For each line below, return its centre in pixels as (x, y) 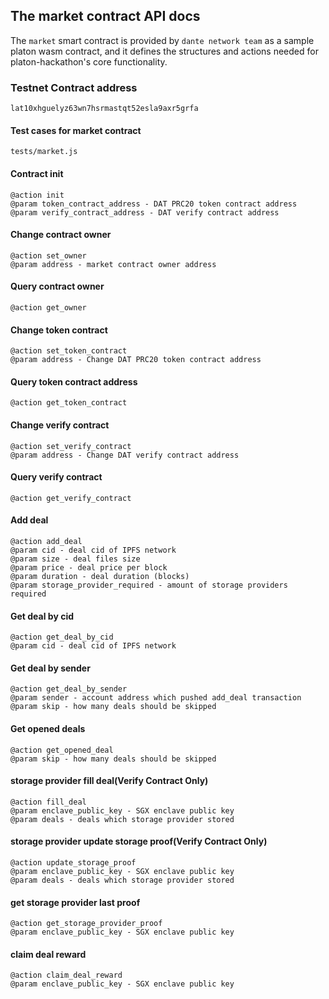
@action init (37, 195)
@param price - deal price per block (89, 567)
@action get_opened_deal (62, 750)
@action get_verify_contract (71, 498)
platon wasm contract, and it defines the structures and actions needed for (164, 51)
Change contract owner (61, 235)
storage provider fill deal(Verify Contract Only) (109, 781)
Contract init (37, 173)
